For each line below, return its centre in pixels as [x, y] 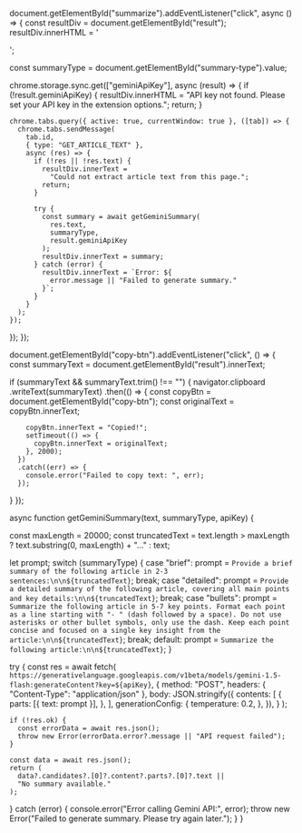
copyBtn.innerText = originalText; [101, 444]
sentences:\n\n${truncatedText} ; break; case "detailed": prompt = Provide [149, 580]
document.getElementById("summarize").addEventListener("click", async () [151, 13]
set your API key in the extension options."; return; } [106, 105]
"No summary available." [64, 784]
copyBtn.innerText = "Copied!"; [87, 427]
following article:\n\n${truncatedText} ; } [91, 649]
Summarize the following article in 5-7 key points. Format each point [147, 607]
